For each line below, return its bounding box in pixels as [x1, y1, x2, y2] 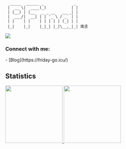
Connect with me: [5, 45, 50, 52]
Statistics [5, 71, 37, 80]
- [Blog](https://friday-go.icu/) [5, 57, 69, 63]
